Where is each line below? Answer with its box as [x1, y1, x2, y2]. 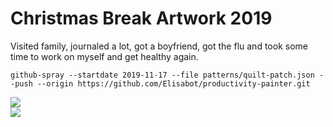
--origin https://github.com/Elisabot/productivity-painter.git [36, 78, 311, 89]
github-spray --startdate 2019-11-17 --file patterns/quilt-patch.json [10, 70, 315, 80]
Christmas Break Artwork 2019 [10, 7, 273, 30]
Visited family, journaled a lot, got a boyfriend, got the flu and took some [10, 40, 308, 52]
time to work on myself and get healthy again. [10, 50, 199, 62]
